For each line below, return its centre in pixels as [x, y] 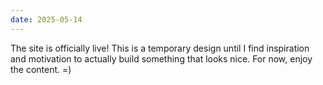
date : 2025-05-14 [46, 19]
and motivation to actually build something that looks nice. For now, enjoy [161, 58]
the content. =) [41, 69]
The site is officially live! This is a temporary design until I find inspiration [160, 48]
